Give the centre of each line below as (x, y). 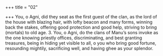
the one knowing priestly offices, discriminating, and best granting (74, 38)
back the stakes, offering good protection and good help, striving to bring (81, 27)
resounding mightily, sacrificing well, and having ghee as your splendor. (79, 48)
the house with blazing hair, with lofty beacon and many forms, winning (79, 22)
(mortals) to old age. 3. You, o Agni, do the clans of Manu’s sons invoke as (82, 32)
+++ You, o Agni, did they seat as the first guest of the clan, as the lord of (81, 17)
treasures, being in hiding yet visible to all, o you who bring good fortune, (81, 43)
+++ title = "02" (22, 7)
